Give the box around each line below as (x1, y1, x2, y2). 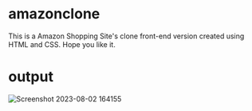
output (8, 68, 54, 86)
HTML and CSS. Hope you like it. (8, 39, 116, 49)
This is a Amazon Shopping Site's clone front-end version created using (8, 31, 245, 41)
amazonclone (8, 5, 100, 23)
